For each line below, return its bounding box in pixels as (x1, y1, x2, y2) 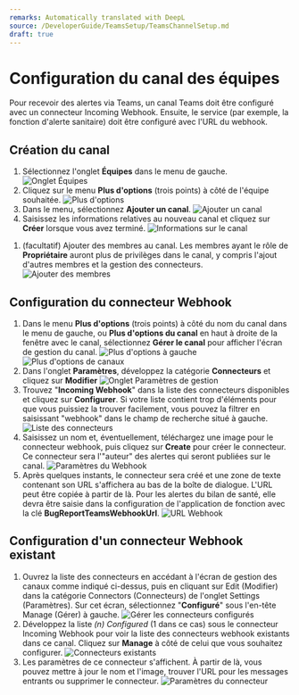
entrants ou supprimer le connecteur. (21, 675, 159, 686)
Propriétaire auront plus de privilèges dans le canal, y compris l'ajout (21, 250, 278, 261)
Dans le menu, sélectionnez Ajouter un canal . (21, 204, 192, 215)
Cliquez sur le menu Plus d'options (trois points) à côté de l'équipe (21, 185, 270, 196)
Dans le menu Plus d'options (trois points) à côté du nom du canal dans (21, 318, 287, 328)
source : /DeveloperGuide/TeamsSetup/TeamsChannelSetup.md (9, 21, 229, 30)
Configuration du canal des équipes (9, 68, 280, 88)
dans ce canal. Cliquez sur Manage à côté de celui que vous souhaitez (21, 637, 283, 648)
